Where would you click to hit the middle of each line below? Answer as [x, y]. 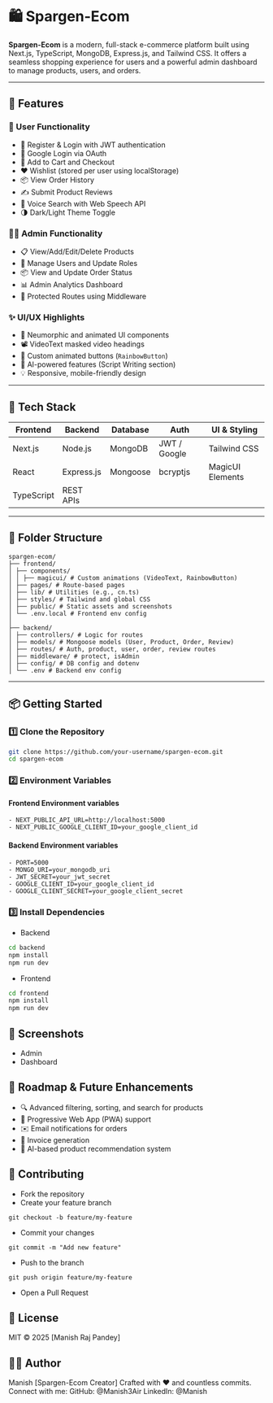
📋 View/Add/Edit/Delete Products [77, 251]
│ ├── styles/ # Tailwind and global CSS [80, 599]
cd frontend [28, 993]
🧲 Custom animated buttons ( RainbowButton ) [94, 356]
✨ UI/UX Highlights [47, 317]
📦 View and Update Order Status [76, 272]
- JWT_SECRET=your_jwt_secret [60, 877]
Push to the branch [52, 1262]
